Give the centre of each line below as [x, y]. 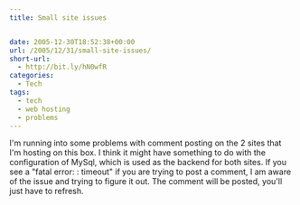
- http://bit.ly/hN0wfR [62, 67]
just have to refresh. [47, 191]
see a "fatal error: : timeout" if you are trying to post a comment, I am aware [150, 172]
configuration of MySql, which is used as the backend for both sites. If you [148, 163]
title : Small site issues [58, 18]
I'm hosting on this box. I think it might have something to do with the [138, 153]
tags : [19, 92]
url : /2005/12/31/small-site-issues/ [80, 51]
